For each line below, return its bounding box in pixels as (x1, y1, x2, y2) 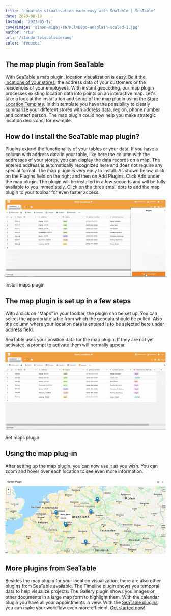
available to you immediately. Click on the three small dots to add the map (5, 184, 160, 190)
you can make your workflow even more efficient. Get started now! (5, 605, 146, 611)
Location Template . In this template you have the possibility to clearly (5, 101, 150, 107)
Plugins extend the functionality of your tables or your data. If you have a (5, 146, 158, 152)
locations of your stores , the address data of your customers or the (5, 79, 146, 85)
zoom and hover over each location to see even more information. (5, 468, 144, 474)
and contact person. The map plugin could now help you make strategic (5, 112, 156, 118)
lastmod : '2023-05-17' (5, 19, 53, 24)
